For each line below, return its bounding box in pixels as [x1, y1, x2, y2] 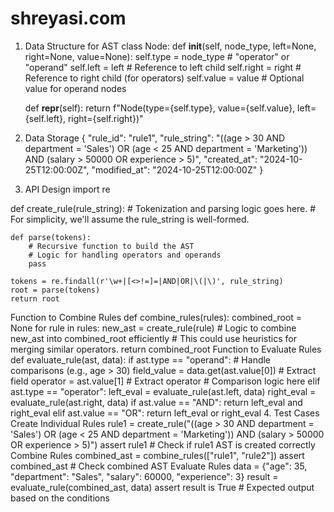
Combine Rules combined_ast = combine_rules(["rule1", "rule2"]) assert [10, 449, 305, 461]
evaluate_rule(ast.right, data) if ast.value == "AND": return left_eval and [10, 396, 303, 408]
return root [10, 293, 60, 304]
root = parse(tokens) [10, 285, 101, 295]
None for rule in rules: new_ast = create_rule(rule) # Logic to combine [10, 322, 297, 334]
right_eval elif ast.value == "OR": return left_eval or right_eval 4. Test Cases [10, 407, 320, 419]
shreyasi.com [10, 7, 127, 30]
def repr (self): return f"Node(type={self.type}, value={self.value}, [24, 102, 296, 114]
